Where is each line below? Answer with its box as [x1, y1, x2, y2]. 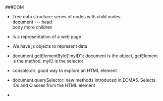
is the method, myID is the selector [12, 58, 84, 64]
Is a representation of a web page [12, 34, 82, 39]
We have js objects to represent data [12, 43, 88, 49]
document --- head [12, 19, 52, 25]
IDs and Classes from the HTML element [12, 82, 96, 88]
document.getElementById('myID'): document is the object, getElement [12, 53, 158, 59]
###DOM [5, 4, 24, 10]
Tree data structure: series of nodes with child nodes [12, 14, 120, 19]
